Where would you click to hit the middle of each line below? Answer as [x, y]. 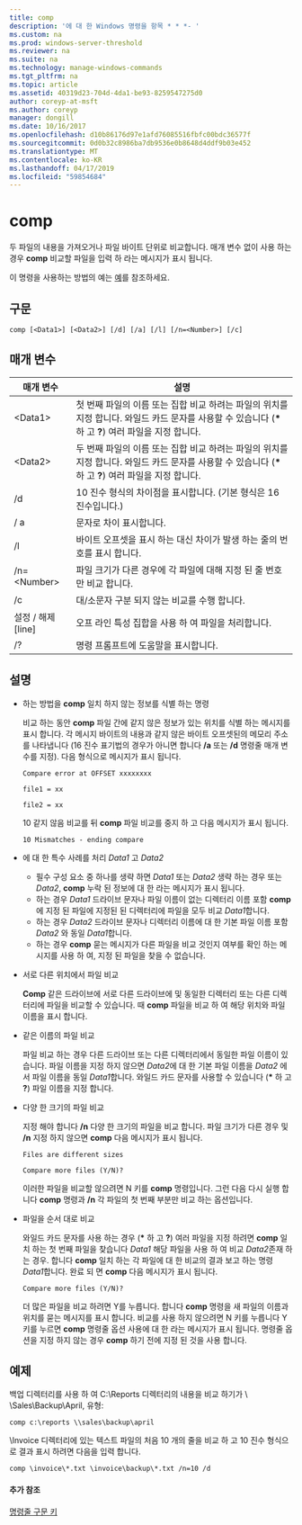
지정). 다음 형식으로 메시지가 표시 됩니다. [110, 756]
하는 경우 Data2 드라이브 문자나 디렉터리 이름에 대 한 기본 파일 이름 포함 [162, 921]
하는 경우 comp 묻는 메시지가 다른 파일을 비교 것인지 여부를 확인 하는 [157, 944]
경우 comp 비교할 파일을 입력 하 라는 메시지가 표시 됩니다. [111, 258]
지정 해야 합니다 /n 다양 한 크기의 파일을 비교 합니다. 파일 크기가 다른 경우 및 [155, 1126]
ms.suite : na [34, 59]
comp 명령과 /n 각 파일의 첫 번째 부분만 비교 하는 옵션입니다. [146, 1199]
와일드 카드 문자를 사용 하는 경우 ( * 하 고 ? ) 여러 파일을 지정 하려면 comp [150, 1237]
